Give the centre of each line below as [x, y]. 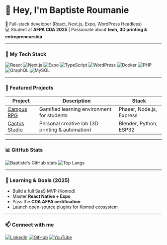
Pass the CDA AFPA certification [46, 202]
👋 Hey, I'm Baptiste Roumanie [67, 10]
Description [77, 100]
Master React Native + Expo [42, 196]
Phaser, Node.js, [138, 109]
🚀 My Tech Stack [26, 54]
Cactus [16, 123]
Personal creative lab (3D [69, 123]
